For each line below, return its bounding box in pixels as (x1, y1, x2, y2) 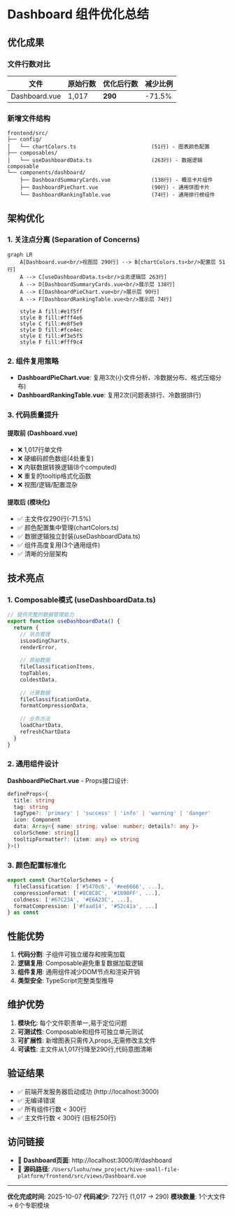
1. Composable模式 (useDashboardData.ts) (7, 595, 156, 605)
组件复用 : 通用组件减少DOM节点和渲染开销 (17, 968, 141, 976)
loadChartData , (20, 722, 64, 729)
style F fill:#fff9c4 (20, 339, 83, 346)
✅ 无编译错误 (17, 1096, 56, 1104)
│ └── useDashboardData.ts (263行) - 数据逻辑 (7, 157, 203, 164)
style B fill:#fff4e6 (20, 314, 83, 321)
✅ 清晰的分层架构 (17, 550, 68, 558)
